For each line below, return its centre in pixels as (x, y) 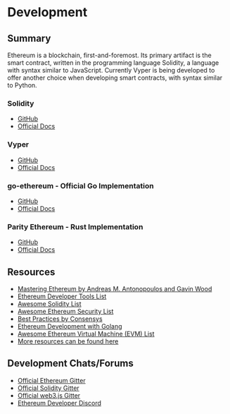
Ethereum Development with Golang (70, 326)
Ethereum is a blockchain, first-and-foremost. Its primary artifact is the (110, 55)
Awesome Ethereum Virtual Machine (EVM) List (86, 334)
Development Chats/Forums (70, 364)
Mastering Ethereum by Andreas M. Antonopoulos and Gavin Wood (115, 289)
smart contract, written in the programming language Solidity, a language (113, 63)
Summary (29, 38)
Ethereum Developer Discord (59, 403)
